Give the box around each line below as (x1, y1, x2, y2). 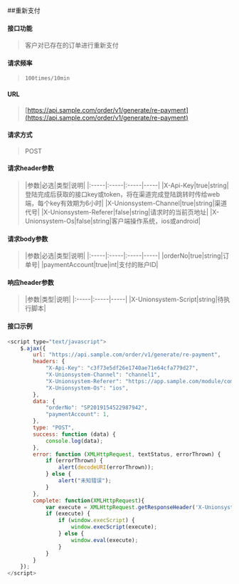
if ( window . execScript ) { (58, 517, 135, 524)
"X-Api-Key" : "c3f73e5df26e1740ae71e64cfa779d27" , (45, 365, 199, 372)
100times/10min (24, 75, 70, 82)
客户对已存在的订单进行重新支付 (24, 41, 119, 50)
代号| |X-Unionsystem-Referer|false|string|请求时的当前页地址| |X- (24, 208, 219, 217)
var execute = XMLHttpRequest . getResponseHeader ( (45, 504, 196, 511)
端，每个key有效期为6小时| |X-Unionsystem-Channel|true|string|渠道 (24, 199, 228, 208)
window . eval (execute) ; (70, 536, 139, 543)
